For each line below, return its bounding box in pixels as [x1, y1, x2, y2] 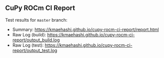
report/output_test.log [12, 47, 58, 53]
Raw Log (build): [12, 31, 46, 37]
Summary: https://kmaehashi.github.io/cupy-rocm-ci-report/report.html [12, 27, 159, 32]
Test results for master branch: [5, 17, 68, 23]
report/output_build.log [12, 37, 60, 43]
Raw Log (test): [12, 42, 44, 48]
